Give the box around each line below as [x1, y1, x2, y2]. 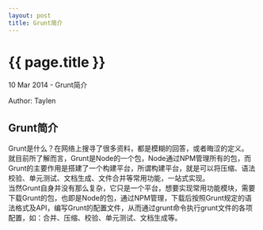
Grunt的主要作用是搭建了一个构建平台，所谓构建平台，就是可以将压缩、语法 [8, 163, 256, 173]
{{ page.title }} [8, 53, 106, 71]
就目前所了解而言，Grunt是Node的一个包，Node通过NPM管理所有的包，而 [8, 154, 252, 163]
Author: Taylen [8, 96, 56, 105]
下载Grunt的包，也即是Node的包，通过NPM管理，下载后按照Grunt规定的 [8, 194, 246, 203]
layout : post [8, 11, 51, 20]
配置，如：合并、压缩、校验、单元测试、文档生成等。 [8, 213, 182, 223]
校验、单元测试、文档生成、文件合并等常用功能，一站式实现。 [8, 174, 210, 183]
